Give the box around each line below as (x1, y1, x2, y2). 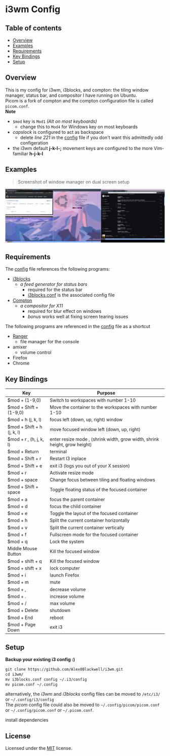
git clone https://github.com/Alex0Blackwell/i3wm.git (5, 667, 123, 672)
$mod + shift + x (7, 565, 42, 571)
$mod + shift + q (7, 558, 42, 564)
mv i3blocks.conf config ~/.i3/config (5, 677, 87, 682)
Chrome (12, 360, 30, 366)
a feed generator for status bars (20, 281, 88, 287)
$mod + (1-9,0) (7, 397, 41, 403)
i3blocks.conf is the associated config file (27, 292, 115, 298)
